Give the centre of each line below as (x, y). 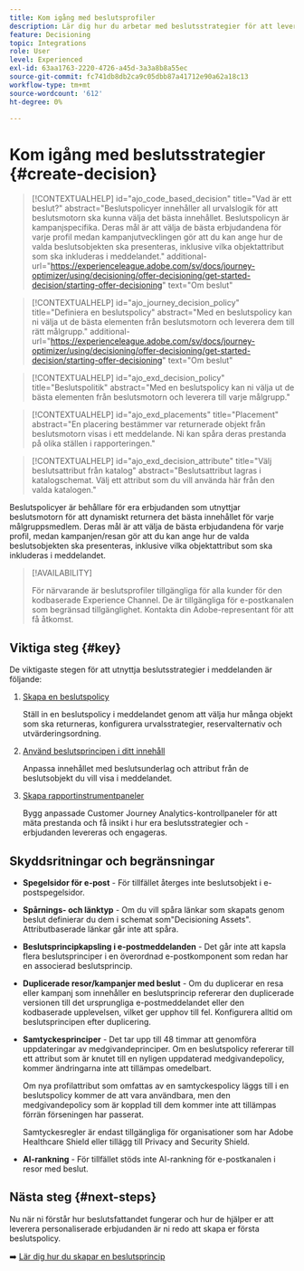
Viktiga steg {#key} (66, 648)
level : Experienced (46, 60)
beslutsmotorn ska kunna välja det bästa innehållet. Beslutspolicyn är (160, 218)
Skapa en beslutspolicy (66, 697)
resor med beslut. (55, 1169)
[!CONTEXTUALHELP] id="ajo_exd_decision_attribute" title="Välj (152, 461)
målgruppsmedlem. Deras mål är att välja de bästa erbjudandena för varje (147, 526)
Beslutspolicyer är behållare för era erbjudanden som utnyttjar (125, 507)
